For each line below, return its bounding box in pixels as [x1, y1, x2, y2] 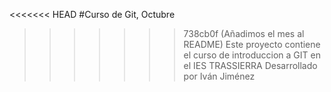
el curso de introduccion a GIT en [183, 49, 321, 61]
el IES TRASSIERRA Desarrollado [183, 60, 318, 71]
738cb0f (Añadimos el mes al [183, 28, 305, 39]
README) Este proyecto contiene [183, 39, 321, 50]
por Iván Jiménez [183, 70, 256, 82]
